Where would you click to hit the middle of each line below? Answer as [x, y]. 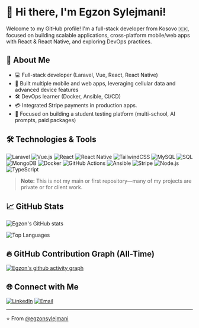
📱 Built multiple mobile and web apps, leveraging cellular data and [95, 83]
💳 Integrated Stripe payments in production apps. [76, 105]
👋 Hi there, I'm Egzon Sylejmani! [86, 12]
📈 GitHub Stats [35, 206]
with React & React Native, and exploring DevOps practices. [79, 42]
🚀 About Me [28, 60]
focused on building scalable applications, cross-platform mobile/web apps [98, 35]
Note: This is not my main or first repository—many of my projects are [106, 181]
